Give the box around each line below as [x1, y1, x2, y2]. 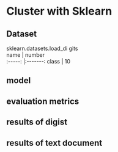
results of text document [6, 137, 103, 148]
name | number [6, 51, 45, 59]
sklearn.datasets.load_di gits [6, 45, 78, 52]
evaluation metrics [6, 96, 79, 106]
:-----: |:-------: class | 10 [6, 58, 71, 65]
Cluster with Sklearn [6, 4, 112, 18]
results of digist [6, 117, 68, 128]
